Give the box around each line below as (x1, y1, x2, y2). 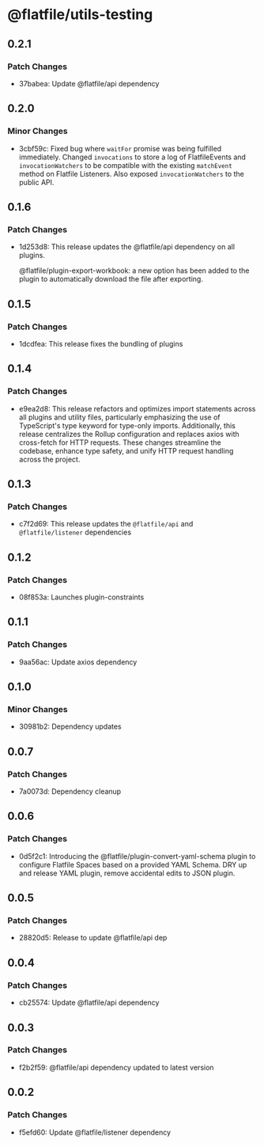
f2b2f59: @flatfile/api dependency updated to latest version (18, 1063, 214, 1072)
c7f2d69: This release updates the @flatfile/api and (18, 519, 194, 529)
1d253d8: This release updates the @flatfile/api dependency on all (18, 242, 235, 251)
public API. (18, 177, 55, 187)
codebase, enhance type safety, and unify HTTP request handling (18, 446, 234, 455)
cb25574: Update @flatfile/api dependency (18, 998, 160, 1008)
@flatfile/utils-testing (7, 6, 153, 24)
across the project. (18, 454, 81, 464)
